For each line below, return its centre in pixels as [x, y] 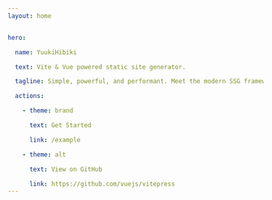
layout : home [30, 16]
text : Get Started [60, 126]
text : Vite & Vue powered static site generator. [100, 67]
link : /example [55, 140]
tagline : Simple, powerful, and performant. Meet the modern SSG [128, 82]
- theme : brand [48, 111]
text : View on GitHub [66, 169]
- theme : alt [44, 155]
